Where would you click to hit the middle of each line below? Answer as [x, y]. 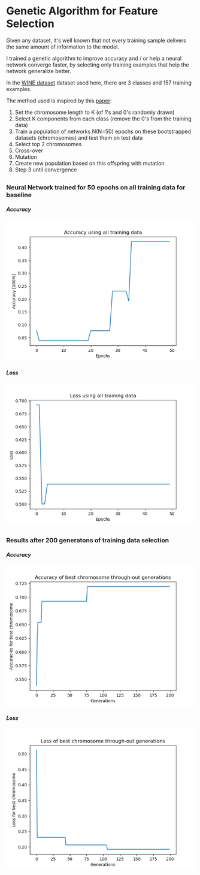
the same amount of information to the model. [63, 47]
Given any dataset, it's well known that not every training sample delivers [96, 40]
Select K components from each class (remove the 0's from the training [103, 119]
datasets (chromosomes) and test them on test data [79, 138]
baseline [19, 195]
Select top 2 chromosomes [48, 144]
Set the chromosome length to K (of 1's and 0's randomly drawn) [95, 112]
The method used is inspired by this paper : [59, 101]
